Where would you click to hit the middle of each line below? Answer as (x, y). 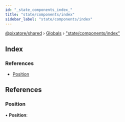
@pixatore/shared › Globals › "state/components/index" (63, 33)
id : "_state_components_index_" (39, 10)
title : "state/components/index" (40, 14)
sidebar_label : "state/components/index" (49, 19)
